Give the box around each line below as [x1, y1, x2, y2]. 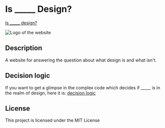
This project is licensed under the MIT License [5, 118, 100, 124]
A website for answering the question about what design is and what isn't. [5, 57, 157, 63]
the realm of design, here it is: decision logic [5, 90, 96, 96]
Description [5, 44, 42, 53]
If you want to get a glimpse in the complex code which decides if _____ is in [5, 84, 161, 90]
